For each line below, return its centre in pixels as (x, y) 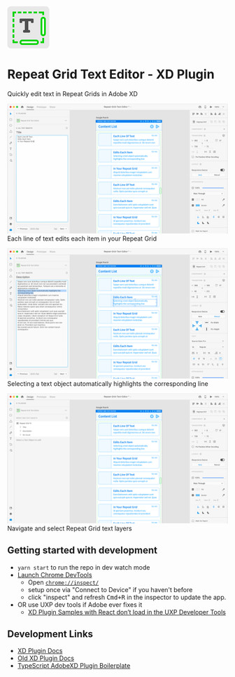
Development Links (50, 634)
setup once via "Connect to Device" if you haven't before (110, 589)
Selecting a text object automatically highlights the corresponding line (108, 383)
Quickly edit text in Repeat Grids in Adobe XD (73, 93)
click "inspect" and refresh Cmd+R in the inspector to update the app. (127, 597)
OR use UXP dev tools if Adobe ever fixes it (80, 604)
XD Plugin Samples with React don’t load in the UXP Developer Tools (127, 612)
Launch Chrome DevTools (55, 575)
